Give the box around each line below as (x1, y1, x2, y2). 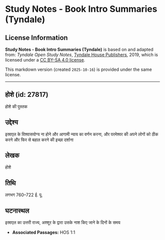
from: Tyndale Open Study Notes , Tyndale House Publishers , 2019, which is (5, 52, 158, 58)
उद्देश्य (5, 118, 18, 126)
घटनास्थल (5, 207, 29, 215)
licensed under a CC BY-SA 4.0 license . (5, 57, 85, 62)
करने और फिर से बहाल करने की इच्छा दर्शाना (5, 137, 74, 143)
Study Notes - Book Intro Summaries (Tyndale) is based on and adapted (5, 47, 154, 52)
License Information (5, 33, 68, 42)
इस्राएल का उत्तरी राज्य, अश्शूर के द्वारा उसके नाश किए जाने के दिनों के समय (5, 220, 121, 226)
